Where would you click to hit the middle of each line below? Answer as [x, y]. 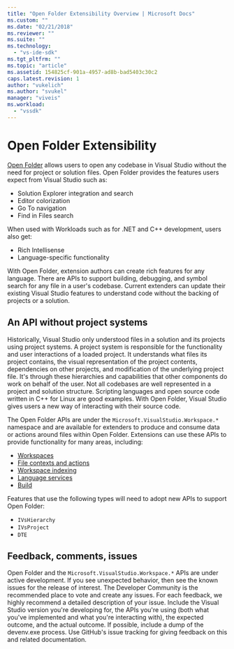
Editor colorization [44, 200]
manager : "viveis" [34, 98]
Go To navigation [42, 208]
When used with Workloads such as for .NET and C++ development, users [114, 229]
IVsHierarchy [36, 520]
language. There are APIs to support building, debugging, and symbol [108, 278]
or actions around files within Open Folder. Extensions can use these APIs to [117, 434]
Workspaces [35, 455]
